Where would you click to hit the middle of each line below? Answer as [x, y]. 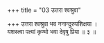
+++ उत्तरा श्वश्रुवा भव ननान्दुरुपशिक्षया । [52, 24]
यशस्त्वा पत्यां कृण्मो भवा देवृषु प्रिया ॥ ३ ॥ [52, 32]
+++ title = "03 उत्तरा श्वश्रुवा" [44, 10]
